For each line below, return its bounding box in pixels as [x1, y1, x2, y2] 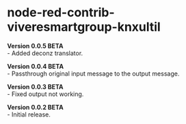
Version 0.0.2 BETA [7, 103, 64, 111]
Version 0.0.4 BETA [7, 62, 64, 70]
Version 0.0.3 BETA [7, 82, 64, 91]
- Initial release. [7, 110, 51, 119]
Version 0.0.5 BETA [7, 42, 64, 50]
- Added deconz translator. [7, 49, 83, 57]
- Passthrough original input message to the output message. [7, 69, 180, 78]
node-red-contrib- [7, 5, 115, 20]
